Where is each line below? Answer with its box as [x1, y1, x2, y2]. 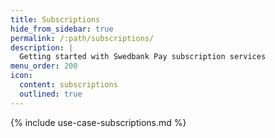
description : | [10, 42, 74, 53]
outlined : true [19, 89, 83, 99]
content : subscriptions [19, 80, 118, 90]
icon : [10, 71, 33, 81]
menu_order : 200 [10, 61, 78, 71]
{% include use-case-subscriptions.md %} [10, 116, 187, 128]
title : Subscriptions [10, 14, 101, 25]
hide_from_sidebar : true [10, 24, 114, 34]
